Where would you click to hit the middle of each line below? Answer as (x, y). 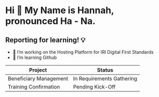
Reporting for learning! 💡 (45, 40)
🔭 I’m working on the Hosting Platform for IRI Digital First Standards (83, 52)
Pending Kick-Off (94, 87)
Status (105, 70)
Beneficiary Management (38, 78)
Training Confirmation (34, 87)
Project (38, 70)
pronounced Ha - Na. (50, 21)
